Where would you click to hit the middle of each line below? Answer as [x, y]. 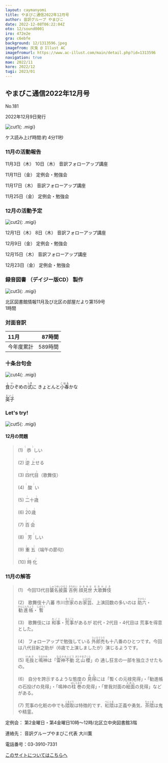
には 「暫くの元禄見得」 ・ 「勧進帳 [130, 679]
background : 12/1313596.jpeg [36, 43]
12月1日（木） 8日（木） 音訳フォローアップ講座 [55, 233]
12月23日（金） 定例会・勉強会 [38, 265]
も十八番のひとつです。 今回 [133, 641]
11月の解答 [18, 576]
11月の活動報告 [23, 152]
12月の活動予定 [24, 211]
